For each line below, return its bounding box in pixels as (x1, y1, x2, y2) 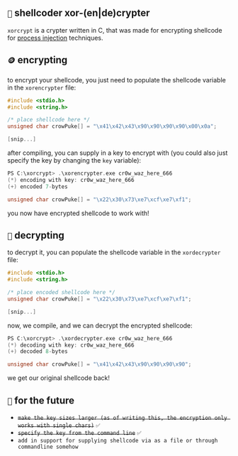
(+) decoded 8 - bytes (7, 348, 69, 355)
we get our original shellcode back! (7, 374, 110, 382)
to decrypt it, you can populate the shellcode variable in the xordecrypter (7, 248, 221, 256)
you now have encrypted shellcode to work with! (7, 209, 150, 217)
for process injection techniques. (7, 33, 104, 42)
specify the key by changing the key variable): (7, 156, 142, 164)
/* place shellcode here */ (7, 116, 91, 124)
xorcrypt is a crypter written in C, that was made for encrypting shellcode (7, 26, 222, 34)
